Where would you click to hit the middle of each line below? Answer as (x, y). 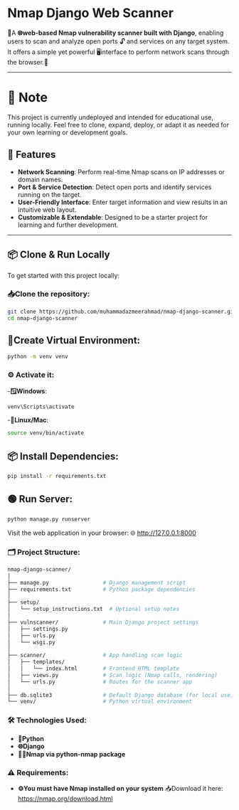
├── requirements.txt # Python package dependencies (101, 589)
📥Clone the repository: (49, 294)
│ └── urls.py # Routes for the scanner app (100, 682)
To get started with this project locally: (63, 275)
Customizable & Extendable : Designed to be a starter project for (113, 217)
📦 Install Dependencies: (63, 456)
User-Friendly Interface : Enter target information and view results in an (122, 202)
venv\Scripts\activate (41, 407)
